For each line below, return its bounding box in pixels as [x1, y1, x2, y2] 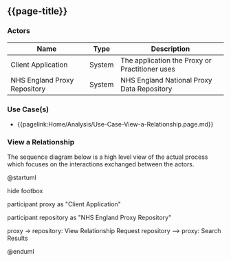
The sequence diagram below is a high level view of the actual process [7, 153, 208, 161]
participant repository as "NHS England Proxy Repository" [7, 213, 172, 222]
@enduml [7, 248, 34, 256]
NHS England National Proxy [120, 75, 212, 85]
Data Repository [120, 84, 173, 94]
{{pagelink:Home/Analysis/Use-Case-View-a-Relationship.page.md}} [16, 120, 214, 128]
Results [7, 234, 29, 243]
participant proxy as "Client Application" [7, 200, 122, 208]
